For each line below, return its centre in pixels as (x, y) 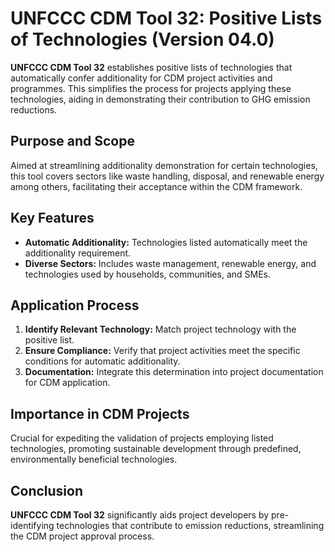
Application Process (75, 305)
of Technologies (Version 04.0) (142, 39)
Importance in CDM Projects (100, 413)
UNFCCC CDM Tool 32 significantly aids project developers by (140, 515)
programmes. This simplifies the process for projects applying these (151, 88)
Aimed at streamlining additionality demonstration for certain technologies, (164, 165)
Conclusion (47, 490)
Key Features (52, 218)
